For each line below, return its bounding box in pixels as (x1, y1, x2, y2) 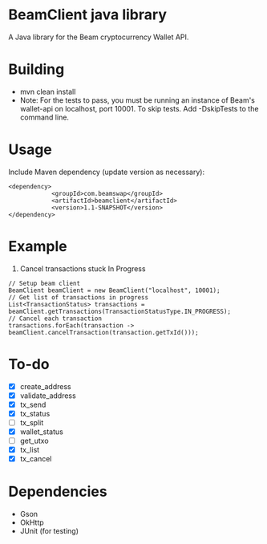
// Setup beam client (8, 279, 81, 287)
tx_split (19, 417, 44, 427)
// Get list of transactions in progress (8, 293, 149, 302)
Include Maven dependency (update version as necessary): (8, 167, 205, 177)
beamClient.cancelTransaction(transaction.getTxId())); (8, 328, 199, 336)
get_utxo (19, 436, 50, 446)
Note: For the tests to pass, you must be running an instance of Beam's (19, 95, 255, 105)
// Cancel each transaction (8, 315, 103, 323)
